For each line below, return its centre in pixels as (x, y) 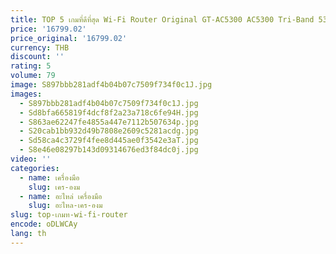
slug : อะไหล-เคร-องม (65, 206)
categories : (35, 168)
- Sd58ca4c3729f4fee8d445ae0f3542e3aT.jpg (109, 141)
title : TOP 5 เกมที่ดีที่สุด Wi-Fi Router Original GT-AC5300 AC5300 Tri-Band (162, 19)
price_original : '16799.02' (69, 38)
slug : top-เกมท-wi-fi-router (69, 215)
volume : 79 (33, 76)
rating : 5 (31, 66)
